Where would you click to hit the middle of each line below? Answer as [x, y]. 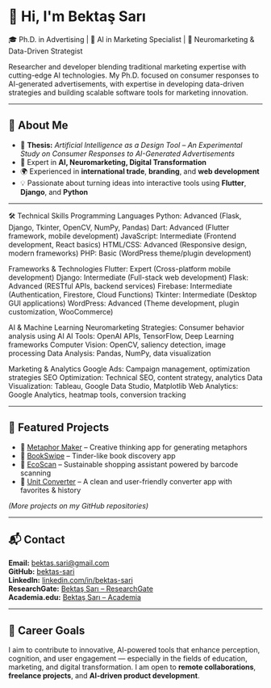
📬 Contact [37, 540]
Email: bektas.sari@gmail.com [59, 563]
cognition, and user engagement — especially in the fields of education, [128, 659]
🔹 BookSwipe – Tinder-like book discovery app [98, 455]
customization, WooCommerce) [61, 311]
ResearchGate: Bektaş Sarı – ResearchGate [81, 589]
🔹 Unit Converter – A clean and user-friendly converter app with [126, 481]
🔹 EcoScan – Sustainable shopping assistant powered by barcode [129, 464]
